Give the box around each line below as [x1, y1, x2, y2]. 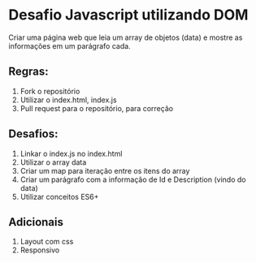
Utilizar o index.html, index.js [20, 95, 117, 105]
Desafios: [8, 127, 59, 141]
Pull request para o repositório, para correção [20, 103, 173, 113]
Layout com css [20, 237, 74, 247]
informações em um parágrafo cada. [8, 41, 132, 50]
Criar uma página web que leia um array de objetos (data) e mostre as [8, 32, 243, 42]
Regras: [8, 65, 49, 79]
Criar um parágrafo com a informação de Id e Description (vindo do [20, 175, 246, 184]
